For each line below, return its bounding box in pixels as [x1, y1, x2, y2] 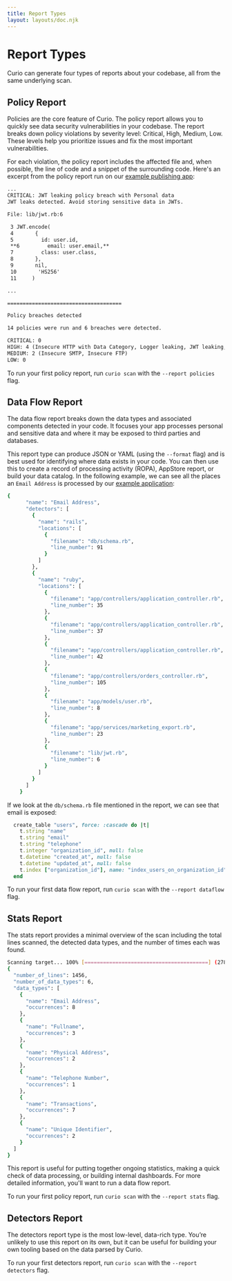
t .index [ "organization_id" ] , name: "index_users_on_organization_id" [19, 866, 227, 873]
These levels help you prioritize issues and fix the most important [7, 137, 193, 145]
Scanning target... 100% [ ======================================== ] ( [7, 959, 217, 966]
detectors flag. [7, 1266, 50, 1275]
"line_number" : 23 [50, 730, 104, 737]
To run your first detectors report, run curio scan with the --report [7, 1259, 197, 1267]
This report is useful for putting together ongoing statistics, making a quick [7, 1164, 220, 1173]
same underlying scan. [7, 77, 72, 85]
